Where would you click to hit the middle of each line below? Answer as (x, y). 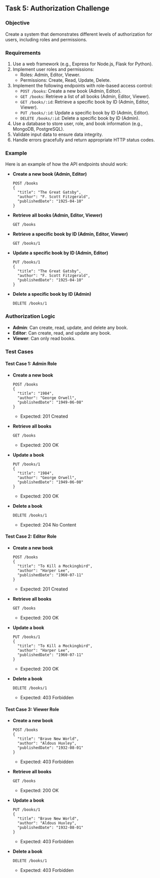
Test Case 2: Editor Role (31, 536)
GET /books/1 (26, 244)
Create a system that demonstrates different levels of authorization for (79, 34)
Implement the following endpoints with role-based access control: (83, 85)
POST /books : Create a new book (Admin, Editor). (71, 91)
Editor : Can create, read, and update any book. (62, 333)
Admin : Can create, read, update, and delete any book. (70, 327)
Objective (18, 23)
